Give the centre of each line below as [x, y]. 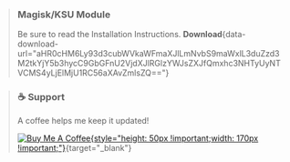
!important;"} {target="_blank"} [74, 147]
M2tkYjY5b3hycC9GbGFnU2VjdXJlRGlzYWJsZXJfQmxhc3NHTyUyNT [149, 64]
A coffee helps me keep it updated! [83, 120]
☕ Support [41, 97]
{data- [234, 35]
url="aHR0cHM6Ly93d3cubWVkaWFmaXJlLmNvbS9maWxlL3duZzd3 [148, 54]
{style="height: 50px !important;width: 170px [174, 138]
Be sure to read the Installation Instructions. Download [119, 35]
